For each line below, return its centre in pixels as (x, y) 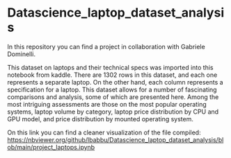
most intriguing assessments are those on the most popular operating (107, 104)
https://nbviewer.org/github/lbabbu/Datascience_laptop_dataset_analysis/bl (115, 139)
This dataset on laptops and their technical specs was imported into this (110, 67)
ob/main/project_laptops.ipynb (51, 147)
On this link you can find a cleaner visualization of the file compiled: (104, 132)
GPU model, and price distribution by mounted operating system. (100, 119)
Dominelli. (22, 54)
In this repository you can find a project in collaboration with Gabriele (106, 46)
